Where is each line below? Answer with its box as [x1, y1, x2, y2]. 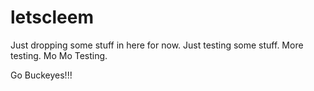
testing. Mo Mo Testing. [10, 49, 108, 61]
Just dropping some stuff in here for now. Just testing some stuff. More [10, 39, 304, 51]
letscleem [10, 6, 94, 29]
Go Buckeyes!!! [10, 69, 73, 81]
